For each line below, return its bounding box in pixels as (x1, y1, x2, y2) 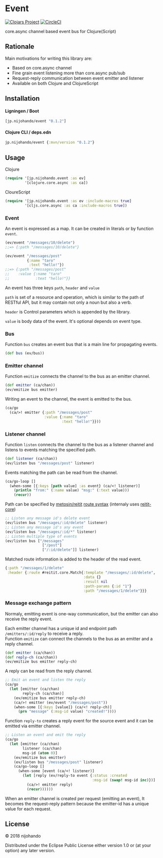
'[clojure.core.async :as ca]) (24, 180, 89, 185)
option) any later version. (5, 847, 55, 853)
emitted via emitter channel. (5, 723, 61, 729)
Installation (5, 94, 40, 103)
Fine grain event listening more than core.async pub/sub (12, 70, 126, 76)
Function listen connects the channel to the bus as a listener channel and (5, 441, 154, 447)
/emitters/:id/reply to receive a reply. (5, 630, 84, 636)
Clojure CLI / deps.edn (5, 129, 51, 135)
